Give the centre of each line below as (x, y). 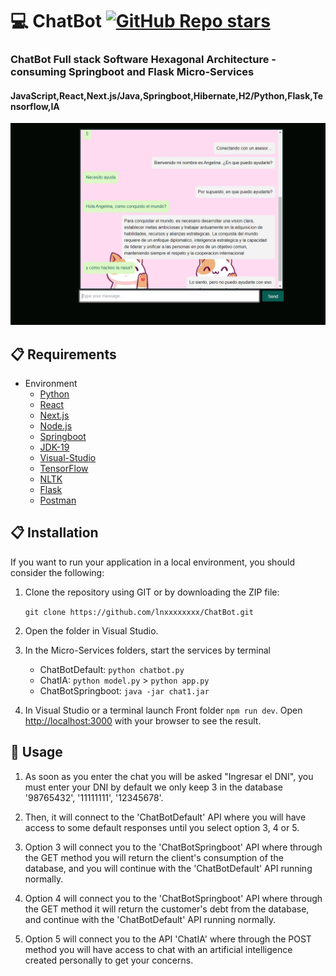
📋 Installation (54, 533)
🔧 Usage (36, 752)
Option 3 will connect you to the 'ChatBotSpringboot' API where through (173, 847)
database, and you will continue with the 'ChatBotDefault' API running (168, 868)
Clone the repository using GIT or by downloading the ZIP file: (152, 592)
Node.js (56, 426)
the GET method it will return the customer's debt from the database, (167, 909)
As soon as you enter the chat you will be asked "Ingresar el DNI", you (169, 776)
